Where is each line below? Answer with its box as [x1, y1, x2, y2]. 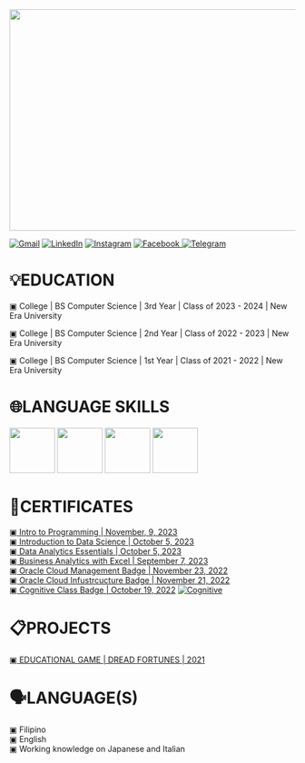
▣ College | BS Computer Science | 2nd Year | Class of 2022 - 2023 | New [9, 327, 290, 339]
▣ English [9, 733, 47, 744]
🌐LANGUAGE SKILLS [9, 397, 171, 417]
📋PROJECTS [9, 618, 112, 639]
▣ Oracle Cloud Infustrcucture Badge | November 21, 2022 [9, 574, 231, 585]
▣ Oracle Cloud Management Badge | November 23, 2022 [9, 565, 229, 576]
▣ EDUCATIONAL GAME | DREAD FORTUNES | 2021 [9, 654, 206, 665]
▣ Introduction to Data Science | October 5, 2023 [9, 536, 195, 547]
